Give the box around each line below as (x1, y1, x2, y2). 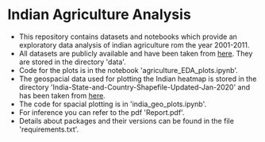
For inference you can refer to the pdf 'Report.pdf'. (18, 107, 185, 117)
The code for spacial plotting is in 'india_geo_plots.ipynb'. (18, 99, 207, 109)
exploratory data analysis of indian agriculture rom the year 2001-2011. (18, 40, 250, 49)
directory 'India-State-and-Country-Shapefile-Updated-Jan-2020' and (18, 82, 251, 92)
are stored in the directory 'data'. (18, 57, 126, 67)
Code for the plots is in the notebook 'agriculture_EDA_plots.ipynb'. (18, 65, 239, 75)
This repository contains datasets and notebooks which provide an (18, 32, 237, 41)
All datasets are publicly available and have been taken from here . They (18, 48, 253, 58)
